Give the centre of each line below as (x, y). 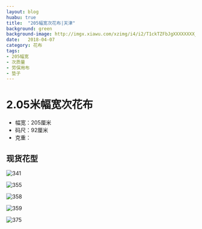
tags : (13, 51)
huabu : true (21, 17)
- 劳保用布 (18, 68)
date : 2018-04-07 (31, 40)
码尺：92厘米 (32, 130)
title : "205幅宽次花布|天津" (41, 23)
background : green (29, 29)
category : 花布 (24, 46)
